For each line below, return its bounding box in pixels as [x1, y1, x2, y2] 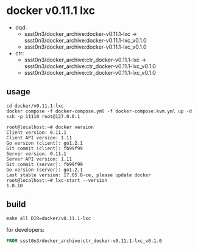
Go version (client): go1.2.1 [6, 140, 83, 146]
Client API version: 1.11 [6, 134, 72, 141]
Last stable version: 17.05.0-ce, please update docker [6, 172, 151, 178]
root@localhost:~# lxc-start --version [6, 177, 108, 183]
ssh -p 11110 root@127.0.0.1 [6, 113, 80, 119]
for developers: [6, 226, 44, 233]
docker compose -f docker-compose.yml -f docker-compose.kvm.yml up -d [6, 108, 192, 114]
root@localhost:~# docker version [6, 124, 94, 130]
